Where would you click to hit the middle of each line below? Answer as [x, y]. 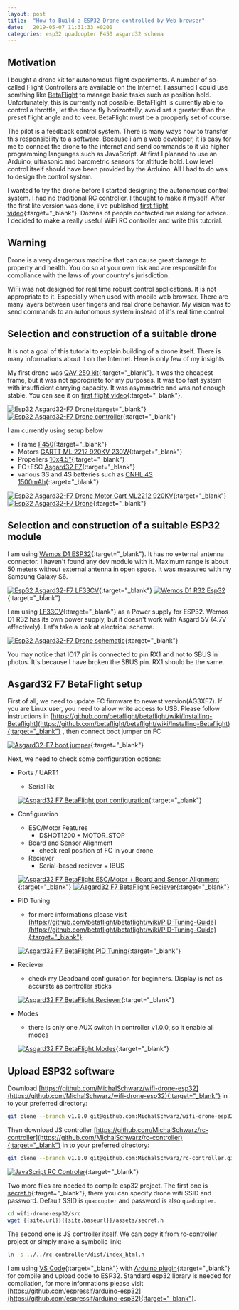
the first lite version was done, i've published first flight [88, 206]
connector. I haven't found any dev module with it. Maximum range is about [118, 561]
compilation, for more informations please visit [75, 1283]
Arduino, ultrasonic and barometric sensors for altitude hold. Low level [110, 161]
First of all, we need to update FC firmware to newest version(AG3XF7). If [115, 701]
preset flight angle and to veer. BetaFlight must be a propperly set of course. [119, 117]
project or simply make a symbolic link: [64, 1241]
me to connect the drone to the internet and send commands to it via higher [118, 147]
